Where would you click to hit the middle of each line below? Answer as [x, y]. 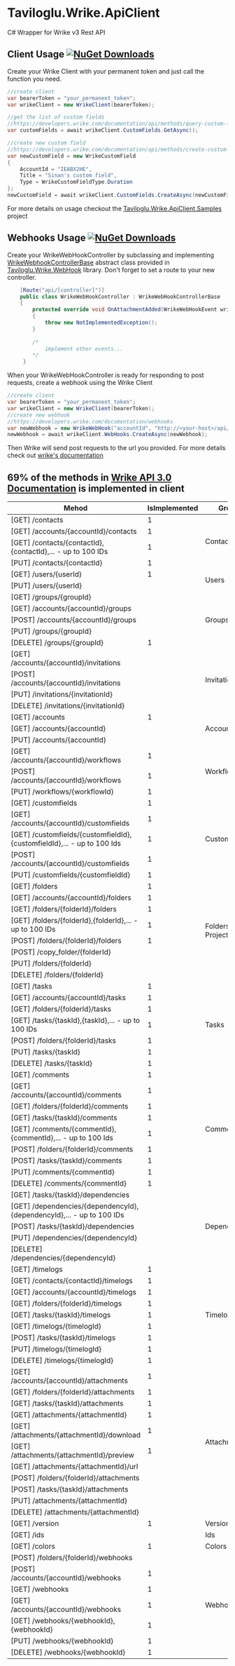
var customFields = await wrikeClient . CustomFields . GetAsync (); [103, 130]
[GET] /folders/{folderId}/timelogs [66, 1303]
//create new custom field [47, 143]
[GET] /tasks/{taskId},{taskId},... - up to [76, 1020]
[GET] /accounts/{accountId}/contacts [74, 531]
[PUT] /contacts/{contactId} [57, 563]
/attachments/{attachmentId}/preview [73, 1455]
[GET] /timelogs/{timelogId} [56, 1327]
